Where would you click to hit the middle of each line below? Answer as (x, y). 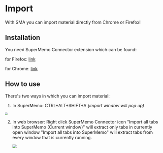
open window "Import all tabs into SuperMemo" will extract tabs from (82, 132)
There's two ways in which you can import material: (57, 96)
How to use (23, 84)
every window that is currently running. (52, 137)
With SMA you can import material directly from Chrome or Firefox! (73, 22)
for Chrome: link (21, 68)
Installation (23, 38)
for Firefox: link (20, 59)
